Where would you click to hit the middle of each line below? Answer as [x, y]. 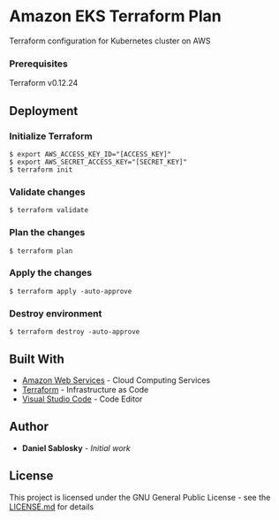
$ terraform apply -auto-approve [71, 291]
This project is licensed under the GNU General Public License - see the [140, 497]
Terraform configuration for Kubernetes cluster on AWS [110, 41]
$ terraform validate [49, 210]
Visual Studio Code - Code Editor [82, 399]
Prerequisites [38, 64]
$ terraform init [41, 170]
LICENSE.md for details [52, 507]
